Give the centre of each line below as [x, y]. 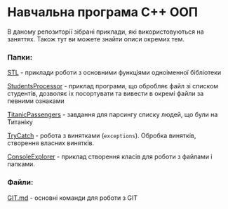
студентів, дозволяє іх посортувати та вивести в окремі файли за [106, 94]
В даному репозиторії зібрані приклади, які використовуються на [106, 32]
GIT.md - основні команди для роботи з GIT [73, 198]
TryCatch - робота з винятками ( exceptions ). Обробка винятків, [102, 136]
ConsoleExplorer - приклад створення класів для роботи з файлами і [110, 157]
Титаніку [20, 122]
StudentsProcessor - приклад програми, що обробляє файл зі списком [113, 86]
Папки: [20, 57]
